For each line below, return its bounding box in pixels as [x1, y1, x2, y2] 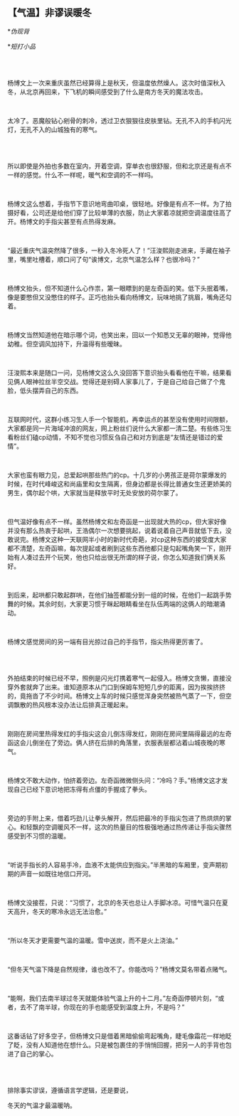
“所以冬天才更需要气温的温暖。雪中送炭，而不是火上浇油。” [7, 936, 179, 945]
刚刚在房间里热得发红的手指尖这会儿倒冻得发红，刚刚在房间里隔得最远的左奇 [7, 729, 232, 738]
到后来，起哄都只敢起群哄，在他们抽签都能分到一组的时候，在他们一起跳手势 [7, 590, 232, 599]
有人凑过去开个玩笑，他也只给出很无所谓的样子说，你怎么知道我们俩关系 [13, 553, 225, 561]
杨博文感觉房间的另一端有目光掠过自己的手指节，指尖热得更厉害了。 [7, 637, 207, 646]
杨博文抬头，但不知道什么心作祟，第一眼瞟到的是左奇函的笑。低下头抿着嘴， [7, 284, 232, 292]
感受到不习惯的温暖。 [7, 831, 70, 840]
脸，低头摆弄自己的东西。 [7, 386, 83, 395]
